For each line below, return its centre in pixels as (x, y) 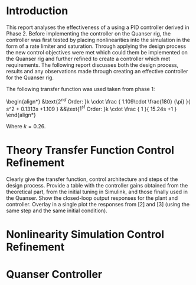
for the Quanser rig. (30, 77)
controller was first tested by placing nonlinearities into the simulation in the (98, 40)
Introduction (37, 11)
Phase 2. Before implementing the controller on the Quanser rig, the (89, 33)
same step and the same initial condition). (57, 210)
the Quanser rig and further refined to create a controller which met (88, 59)
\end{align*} (21, 115)
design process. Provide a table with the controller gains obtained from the (97, 186)
